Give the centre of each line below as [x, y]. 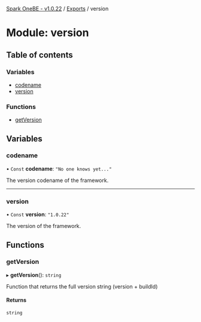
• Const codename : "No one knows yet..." [59, 168]
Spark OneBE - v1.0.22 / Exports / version [57, 9]
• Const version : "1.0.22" [38, 214]
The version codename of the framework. [57, 180]
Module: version [48, 33]
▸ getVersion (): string [34, 275]
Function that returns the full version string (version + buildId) [82, 286]
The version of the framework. [44, 226]
